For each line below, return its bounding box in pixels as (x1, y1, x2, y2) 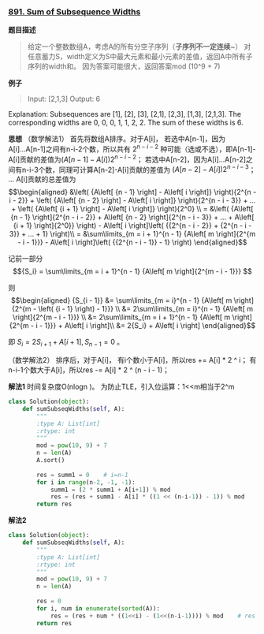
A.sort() (36, 457, 65, 464)
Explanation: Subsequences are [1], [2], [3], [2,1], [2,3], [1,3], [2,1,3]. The (8, 110, 242, 119)
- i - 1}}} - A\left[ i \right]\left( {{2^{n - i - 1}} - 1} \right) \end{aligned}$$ (17, 237, 247, 247)
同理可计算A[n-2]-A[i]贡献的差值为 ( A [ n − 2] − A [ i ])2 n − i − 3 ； (58, 163, 256, 174)
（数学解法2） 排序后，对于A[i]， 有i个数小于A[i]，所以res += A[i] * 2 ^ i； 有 (8, 356, 257, 365)
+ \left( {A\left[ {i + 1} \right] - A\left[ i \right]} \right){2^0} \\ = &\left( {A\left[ (11, 204, 254, 214)
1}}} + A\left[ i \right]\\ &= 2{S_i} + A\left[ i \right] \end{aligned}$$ (44, 321, 256, 330)
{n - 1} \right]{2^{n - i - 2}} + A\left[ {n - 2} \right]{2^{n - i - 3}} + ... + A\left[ (10, 212, 255, 222)
